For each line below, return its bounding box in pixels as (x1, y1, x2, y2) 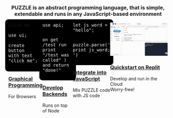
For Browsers (8, 93, 36, 99)
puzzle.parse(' (72, 42, 110, 48)
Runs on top (42, 102, 68, 108)
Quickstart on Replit (110, 64, 160, 71)
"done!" (42, 68, 61, 73)
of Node (42, 107, 60, 113)
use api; (42, 22, 64, 28)
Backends (42, 91, 68, 98)
